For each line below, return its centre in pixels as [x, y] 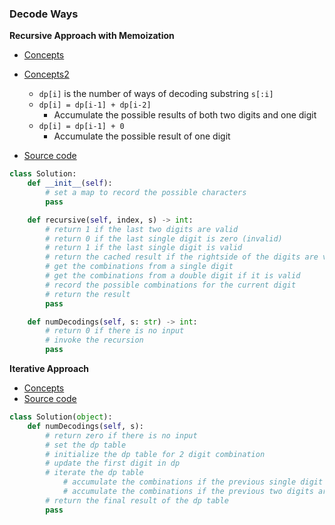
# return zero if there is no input [121, 435]
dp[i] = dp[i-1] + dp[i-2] [95, 105]
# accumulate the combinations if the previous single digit [193, 482]
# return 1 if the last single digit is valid [144, 248]
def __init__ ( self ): [70, 183]
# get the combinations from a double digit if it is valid [173, 276]
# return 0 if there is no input [115, 331]
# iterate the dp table [94, 473]
